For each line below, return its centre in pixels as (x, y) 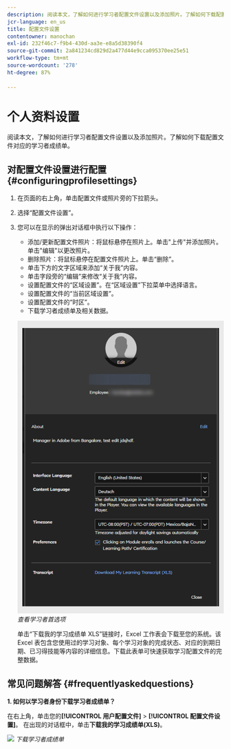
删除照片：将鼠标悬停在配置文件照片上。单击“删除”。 (102, 259)
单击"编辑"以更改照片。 (60, 250)
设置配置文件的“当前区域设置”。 (72, 294)
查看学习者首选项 (41, 620)
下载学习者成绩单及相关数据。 (69, 311)
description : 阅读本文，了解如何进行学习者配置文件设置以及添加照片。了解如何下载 (112, 14)
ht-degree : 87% (29, 72)
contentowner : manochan (41, 36)
